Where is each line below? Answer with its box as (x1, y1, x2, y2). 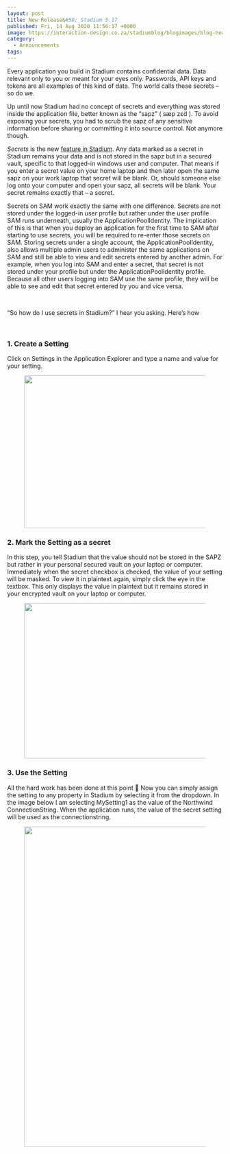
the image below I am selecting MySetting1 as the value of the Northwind (7, 798, 214, 806)
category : (7, 36, 36, 43)
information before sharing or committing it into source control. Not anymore (7, 124, 223, 132)
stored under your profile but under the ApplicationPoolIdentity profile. (7, 267, 206, 275)
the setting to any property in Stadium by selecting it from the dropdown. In (7, 790, 220, 799)
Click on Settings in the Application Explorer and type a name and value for (7, 355, 219, 363)
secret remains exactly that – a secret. (7, 188, 115, 196)
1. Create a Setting (7, 339, 69, 349)
